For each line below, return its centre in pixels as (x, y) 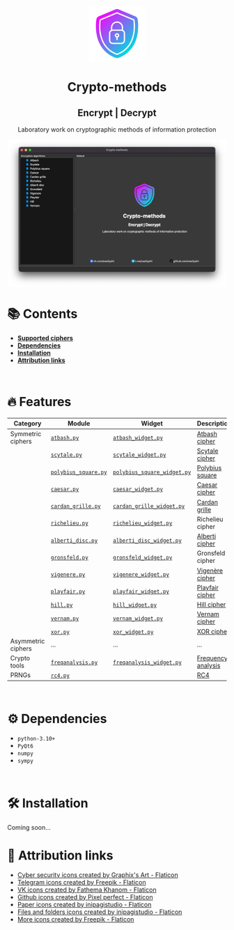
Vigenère (210, 571)
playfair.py (68, 592)
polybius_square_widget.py (152, 472)
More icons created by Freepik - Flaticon (76, 919)
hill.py (62, 605)
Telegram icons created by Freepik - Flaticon (81, 882)
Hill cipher (211, 605)
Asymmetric (28, 641)
